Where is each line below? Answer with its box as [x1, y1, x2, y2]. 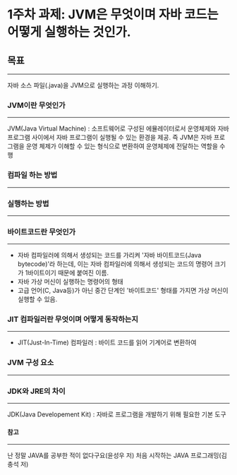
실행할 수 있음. [17, 295, 58, 303]
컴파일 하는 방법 [7, 170, 58, 180]
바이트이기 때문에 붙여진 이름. [28, 269, 109, 277]
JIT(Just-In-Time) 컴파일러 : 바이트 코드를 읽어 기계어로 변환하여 [17, 338, 197, 347]
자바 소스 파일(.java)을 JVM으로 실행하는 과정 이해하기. [7, 81, 159, 89]
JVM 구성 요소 [7, 358, 54, 368]
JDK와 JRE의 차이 [7, 386, 66, 396]
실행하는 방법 [7, 198, 49, 208]
